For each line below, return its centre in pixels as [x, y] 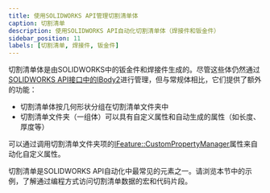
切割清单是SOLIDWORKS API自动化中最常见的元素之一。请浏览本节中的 [127, 171]
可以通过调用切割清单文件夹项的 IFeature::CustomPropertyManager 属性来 [130, 144]
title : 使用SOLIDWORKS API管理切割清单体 [73, 16]
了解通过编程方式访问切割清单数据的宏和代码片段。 [107, 181]
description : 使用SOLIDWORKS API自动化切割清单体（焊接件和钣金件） [114, 31]
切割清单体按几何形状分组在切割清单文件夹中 [94, 107]
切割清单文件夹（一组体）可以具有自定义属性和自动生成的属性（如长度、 [140, 117]
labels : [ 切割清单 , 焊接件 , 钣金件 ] [64, 46]
